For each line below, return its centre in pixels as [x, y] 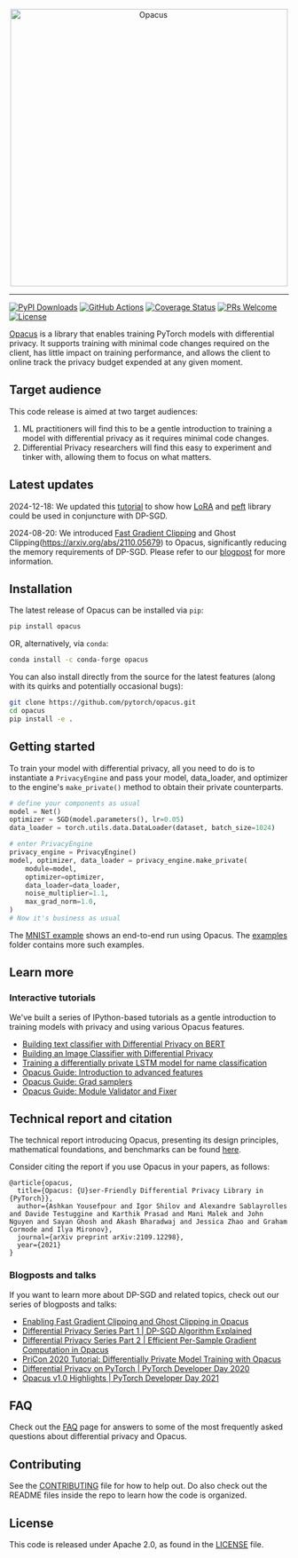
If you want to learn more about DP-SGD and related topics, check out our [144, 1294]
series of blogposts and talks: [63, 1304]
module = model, [51, 869]
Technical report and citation [91, 1119]
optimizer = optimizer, [65, 877]
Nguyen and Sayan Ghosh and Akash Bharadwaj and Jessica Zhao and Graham [149, 1222]
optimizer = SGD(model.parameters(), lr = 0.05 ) [97, 820]
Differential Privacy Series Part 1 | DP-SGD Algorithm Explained [137, 1331]
